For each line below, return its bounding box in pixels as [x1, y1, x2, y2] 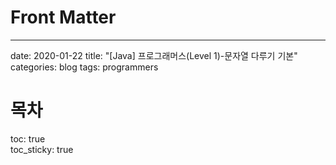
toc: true [10, 132, 46, 145]
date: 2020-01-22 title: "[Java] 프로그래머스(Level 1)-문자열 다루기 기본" [10, 49, 298, 61]
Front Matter [10, 6, 117, 29]
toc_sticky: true [10, 143, 74, 155]
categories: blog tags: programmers [10, 61, 159, 73]
